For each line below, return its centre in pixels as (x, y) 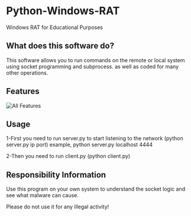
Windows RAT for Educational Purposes (55, 27)
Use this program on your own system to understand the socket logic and (96, 189)
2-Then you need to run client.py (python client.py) (68, 156)
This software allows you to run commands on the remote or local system (96, 60)
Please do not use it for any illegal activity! (58, 207)
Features (23, 91)
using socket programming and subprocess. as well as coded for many (93, 66)
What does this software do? (60, 46)
